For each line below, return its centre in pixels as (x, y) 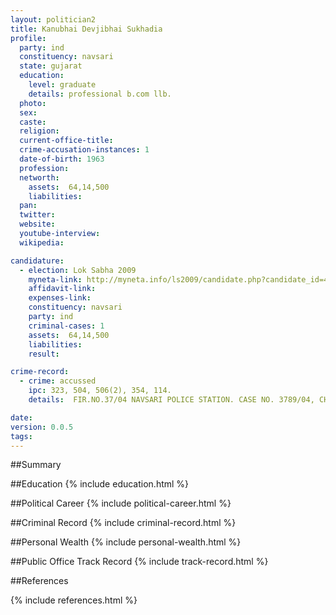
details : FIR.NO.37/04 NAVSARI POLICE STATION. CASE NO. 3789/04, (171, 400)
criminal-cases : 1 (66, 326)
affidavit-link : (62, 289)
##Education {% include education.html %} (100, 484)
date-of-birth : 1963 (62, 159)
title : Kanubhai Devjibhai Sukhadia (86, 29)
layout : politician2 (53, 19)
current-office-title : (66, 141)
